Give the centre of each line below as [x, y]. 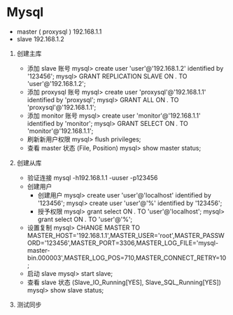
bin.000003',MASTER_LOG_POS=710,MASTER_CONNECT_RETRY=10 [127, 258]
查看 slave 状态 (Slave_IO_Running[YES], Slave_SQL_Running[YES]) [124, 282]
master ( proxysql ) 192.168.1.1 [59, 31]
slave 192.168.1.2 [40, 38]
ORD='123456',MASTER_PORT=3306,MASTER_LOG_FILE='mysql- [122, 243]
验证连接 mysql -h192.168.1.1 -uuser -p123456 [92, 177]
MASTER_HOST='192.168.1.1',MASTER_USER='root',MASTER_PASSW [126, 235]
